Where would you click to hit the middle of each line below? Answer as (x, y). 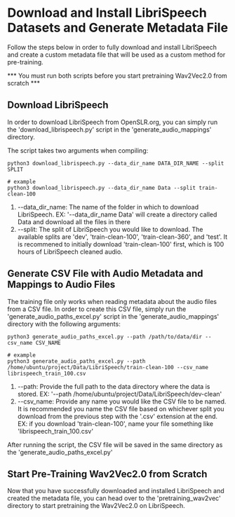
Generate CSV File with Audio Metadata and (105, 274)
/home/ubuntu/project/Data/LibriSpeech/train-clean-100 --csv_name (108, 367)
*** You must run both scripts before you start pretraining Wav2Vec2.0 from (117, 76)
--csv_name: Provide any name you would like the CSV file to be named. (122, 401)
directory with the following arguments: (64, 324)
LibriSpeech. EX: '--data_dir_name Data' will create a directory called (117, 214)
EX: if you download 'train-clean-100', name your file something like (115, 423)
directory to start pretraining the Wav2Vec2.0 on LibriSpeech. (96, 506)
